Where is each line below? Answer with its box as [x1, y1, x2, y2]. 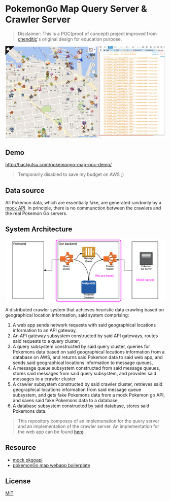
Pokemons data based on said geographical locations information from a [12, 348, 165, 355]
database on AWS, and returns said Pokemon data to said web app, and [12, 354, 163, 360]
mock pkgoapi [12, 457, 43, 463]
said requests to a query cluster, [12, 338, 80, 344]
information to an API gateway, [12, 327, 77, 333]
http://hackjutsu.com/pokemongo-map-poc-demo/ [5, 162, 112, 168]
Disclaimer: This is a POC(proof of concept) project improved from [17, 30, 157, 37]
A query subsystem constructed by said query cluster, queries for [12, 343, 151, 349]
